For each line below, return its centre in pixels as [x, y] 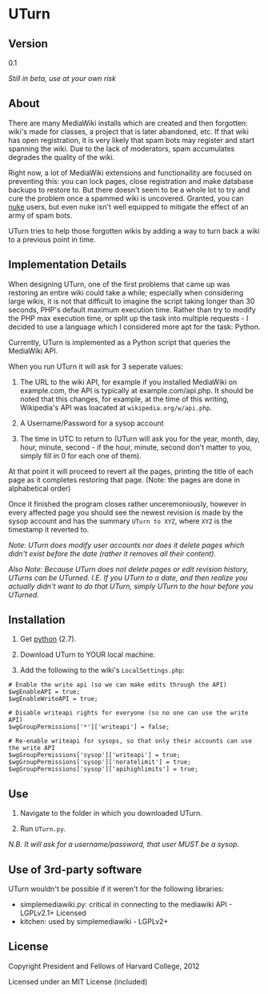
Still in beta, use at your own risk [62, 78]
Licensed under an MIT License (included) [78, 981]
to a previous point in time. [52, 239]
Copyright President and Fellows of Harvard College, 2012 [104, 966]
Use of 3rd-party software [75, 869]
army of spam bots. [40, 215]
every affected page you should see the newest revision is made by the [126, 512]
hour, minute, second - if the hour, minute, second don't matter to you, [136, 447]
